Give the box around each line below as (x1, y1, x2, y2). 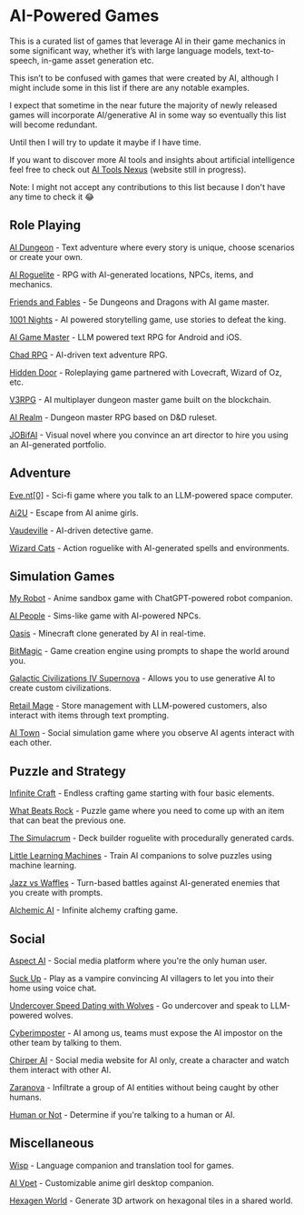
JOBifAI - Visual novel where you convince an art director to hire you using (9, 429, 289, 440)
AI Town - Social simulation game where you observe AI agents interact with (9, 728, 295, 738)
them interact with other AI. (9, 1065, 112, 1075)
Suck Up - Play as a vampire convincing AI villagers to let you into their (9, 973, 274, 983)
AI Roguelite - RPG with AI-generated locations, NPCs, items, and (9, 269, 254, 280)
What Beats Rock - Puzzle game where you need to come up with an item (9, 806, 285, 817)
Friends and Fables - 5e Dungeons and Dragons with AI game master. (9, 296, 270, 307)
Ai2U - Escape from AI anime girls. (9, 507, 139, 518)
